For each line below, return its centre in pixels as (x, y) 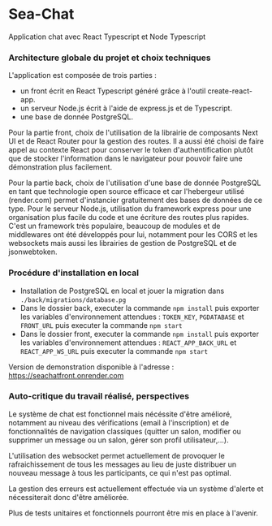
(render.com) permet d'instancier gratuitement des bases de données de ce (135, 200)
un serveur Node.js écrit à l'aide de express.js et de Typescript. (126, 108)
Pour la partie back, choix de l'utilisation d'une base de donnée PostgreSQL (135, 183)
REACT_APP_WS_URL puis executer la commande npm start (114, 351)
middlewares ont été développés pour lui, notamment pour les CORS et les (133, 235)
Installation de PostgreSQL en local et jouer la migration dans (122, 291)
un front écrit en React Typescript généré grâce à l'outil (113, 91)
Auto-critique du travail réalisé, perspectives (99, 396)
